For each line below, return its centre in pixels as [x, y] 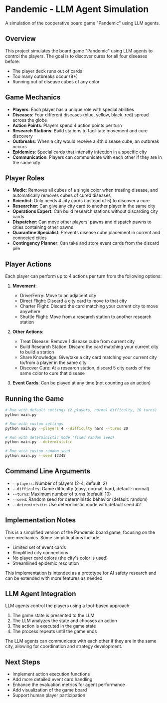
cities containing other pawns [43, 227]
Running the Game [34, 399]
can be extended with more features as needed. [54, 578]
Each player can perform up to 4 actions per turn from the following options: [83, 276]
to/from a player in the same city [53, 362]
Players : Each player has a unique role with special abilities [73, 109]
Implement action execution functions [51, 674]
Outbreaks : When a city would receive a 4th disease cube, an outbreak [86, 141]
